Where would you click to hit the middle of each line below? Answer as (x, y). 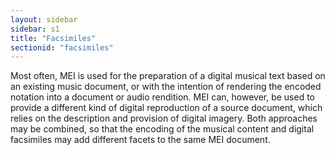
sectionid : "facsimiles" (62, 47)
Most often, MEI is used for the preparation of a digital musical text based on (168, 76)
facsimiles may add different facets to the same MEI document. (140, 140)
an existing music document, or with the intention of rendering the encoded (166, 87)
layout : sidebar (44, 19)
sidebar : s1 (35, 29)
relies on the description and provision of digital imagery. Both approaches (164, 118)
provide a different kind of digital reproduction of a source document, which (166, 108)
